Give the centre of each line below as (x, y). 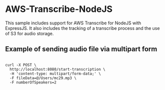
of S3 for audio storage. (30, 33)
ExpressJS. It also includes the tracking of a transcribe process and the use (82, 28)
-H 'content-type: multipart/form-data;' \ (55, 74)
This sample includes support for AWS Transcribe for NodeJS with (73, 23)
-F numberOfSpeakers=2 (33, 82)
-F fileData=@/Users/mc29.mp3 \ (43, 78)
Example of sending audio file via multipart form (81, 49)
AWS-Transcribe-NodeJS (59, 9)
